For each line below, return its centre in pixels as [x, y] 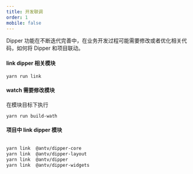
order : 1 [17, 17]
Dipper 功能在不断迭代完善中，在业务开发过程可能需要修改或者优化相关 [94, 41]
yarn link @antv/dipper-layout [46, 154]
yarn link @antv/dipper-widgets [48, 165]
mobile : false [24, 23]
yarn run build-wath [32, 116]
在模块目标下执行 [27, 104]
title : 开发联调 [25, 12]
